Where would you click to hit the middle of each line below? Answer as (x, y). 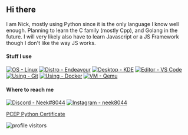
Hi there (21, 10)
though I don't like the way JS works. (51, 43)
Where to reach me (30, 89)
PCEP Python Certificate (36, 114)
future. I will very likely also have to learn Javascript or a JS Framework (93, 36)
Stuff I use (19, 56)
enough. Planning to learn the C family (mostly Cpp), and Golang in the (92, 30)
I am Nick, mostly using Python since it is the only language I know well (93, 24)
